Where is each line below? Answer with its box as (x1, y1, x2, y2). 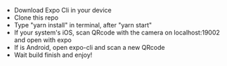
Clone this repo (13, 13, 58, 22)
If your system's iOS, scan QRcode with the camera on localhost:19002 (13, 28, 220, 37)
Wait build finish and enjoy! (13, 51, 93, 59)
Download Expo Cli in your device (13, 6, 112, 14)
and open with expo (13, 36, 72, 44)
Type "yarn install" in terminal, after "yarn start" (13, 21, 153, 29)
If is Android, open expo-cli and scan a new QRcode (13, 44, 165, 51)
